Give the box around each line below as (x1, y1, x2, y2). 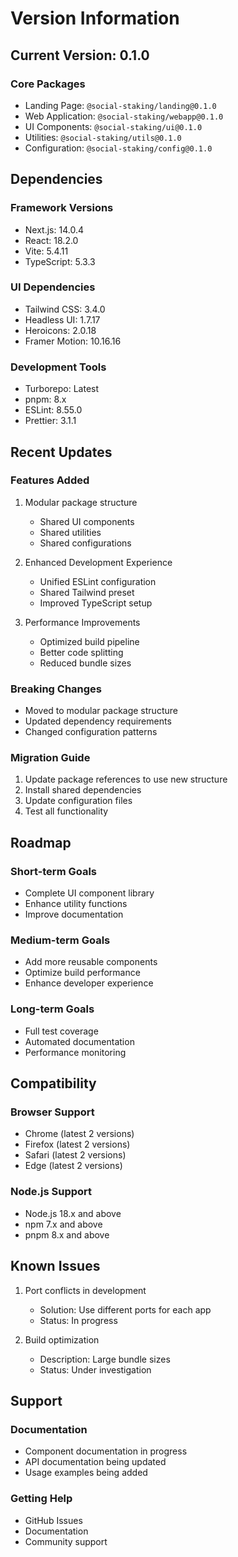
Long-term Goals (10, 1002, 95, 1016)
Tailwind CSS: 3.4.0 (24, 303, 106, 315)
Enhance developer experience (24, 977, 154, 989)
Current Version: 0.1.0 (10, 47, 150, 64)
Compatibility (10, 1075, 97, 1092)
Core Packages (10, 77, 86, 91)
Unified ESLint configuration (39, 575, 157, 587)
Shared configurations (39, 537, 132, 549)
